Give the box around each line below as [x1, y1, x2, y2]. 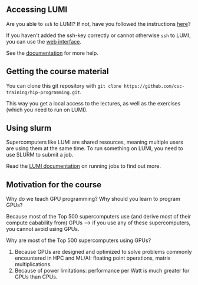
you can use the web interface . [6, 38, 81, 45]
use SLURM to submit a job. [6, 151, 74, 158]
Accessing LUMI [6, 5, 68, 15]
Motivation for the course [6, 180, 102, 190]
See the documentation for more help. [6, 49, 98, 57]
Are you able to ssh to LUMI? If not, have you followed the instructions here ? [6, 20, 191, 27]
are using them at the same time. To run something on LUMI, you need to [6, 145, 184, 152]
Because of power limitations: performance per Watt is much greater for [14, 267, 190, 274]
